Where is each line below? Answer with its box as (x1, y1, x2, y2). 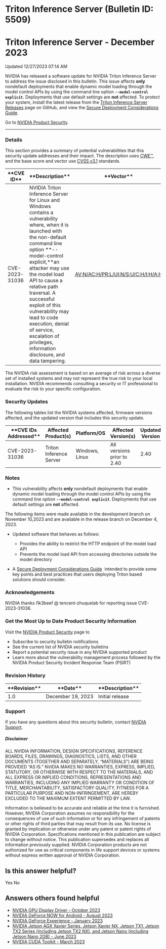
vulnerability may (29, 308, 69, 315)
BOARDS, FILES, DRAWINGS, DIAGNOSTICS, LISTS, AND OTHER (5, 753, 137, 760)
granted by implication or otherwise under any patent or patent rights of (5, 826, 152, 832)
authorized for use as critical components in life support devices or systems (5, 847, 160, 853)
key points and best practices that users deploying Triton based (12, 571, 142, 577)
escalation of (29, 333, 60, 340)
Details (5, 136, 23, 143)
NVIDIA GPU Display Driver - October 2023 (12, 907, 100, 913)
